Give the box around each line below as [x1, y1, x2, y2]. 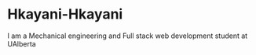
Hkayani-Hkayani [7, 5, 123, 23]
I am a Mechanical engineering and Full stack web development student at [7, 31, 248, 40]
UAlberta [7, 39, 36, 48]
